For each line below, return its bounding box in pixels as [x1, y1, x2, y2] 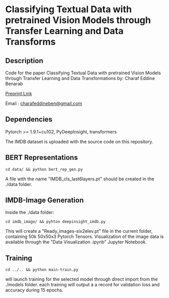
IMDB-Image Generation [5, 196, 84, 205]
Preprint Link [5, 91, 32, 96]
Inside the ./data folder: [5, 209, 54, 215]
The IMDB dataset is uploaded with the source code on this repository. [5, 139, 154, 145]
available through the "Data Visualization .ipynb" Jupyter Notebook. [5, 239, 147, 245]
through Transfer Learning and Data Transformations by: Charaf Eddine [5, 75, 155, 81]
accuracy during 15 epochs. [5, 287, 64, 293]
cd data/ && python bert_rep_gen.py [5, 167, 83, 172]
